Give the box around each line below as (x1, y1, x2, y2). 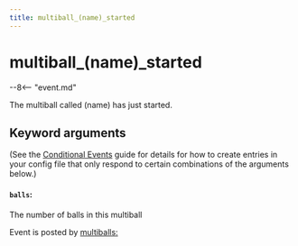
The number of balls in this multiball (9, 209, 143, 220)
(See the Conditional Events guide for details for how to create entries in (9, 150, 278, 160)
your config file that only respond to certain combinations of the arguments (9, 159, 289, 169)
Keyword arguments (9, 125, 126, 141)
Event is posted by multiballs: (9, 226, 119, 237)
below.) (9, 169, 37, 179)
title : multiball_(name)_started (9, 13, 135, 23)
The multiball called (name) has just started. (9, 99, 173, 110)
